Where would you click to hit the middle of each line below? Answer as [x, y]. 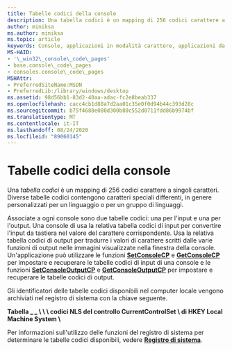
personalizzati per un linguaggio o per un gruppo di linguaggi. [96, 205]
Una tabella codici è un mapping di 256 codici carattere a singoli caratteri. [113, 190]
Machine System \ [34, 319]
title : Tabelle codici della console [62, 14]
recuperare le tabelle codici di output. [61, 277]
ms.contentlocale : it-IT [43, 123]
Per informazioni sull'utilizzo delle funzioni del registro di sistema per [106, 333]
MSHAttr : [20, 78]
